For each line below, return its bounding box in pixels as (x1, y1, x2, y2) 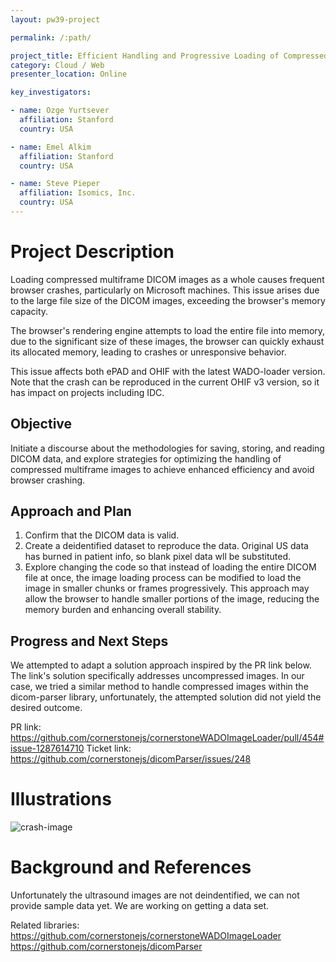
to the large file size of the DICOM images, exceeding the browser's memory (10, 294, 326, 306)
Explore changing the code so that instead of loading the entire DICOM (24, 561, 317, 573)
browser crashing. (10, 474, 86, 486)
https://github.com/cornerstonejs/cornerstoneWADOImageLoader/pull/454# (10, 732, 325, 744)
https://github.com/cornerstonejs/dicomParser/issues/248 (10, 753, 252, 765)
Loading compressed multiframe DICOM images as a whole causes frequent (10, 273, 325, 285)
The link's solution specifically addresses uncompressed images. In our (10, 670, 305, 682)
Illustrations (10, 788, 112, 811)
